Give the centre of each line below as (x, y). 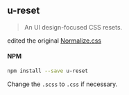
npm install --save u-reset (48, 71)
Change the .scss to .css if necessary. (62, 84)
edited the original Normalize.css (54, 41)
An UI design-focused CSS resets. (73, 27)
